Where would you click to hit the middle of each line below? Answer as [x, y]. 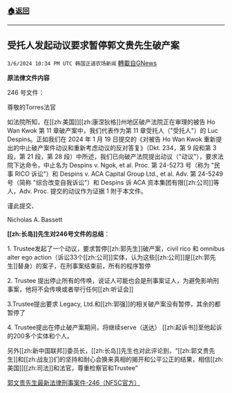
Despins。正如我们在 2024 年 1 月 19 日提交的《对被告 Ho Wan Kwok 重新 [112, 139]
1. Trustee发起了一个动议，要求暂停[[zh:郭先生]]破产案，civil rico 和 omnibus [116, 249]
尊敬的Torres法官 [32, 107]
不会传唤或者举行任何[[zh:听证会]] [85, 289]
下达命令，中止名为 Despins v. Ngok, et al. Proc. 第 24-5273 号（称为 [111, 165]
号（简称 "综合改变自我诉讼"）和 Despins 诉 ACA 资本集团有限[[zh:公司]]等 [113, 183]
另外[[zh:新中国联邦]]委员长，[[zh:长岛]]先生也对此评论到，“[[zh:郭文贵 [108, 351]
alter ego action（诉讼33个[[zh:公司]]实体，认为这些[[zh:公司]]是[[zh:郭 [109, 257]
